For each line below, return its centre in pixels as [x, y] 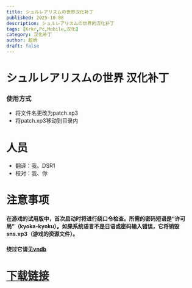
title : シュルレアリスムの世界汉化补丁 [50, 12]
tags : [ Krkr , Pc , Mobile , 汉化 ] [42, 29]
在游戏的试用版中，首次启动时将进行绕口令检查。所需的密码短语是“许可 [96, 219]
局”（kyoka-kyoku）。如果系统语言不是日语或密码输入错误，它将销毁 [93, 226]
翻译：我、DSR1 [35, 166]
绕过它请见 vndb [27, 249]
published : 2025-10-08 [35, 18]
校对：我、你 [31, 173]
